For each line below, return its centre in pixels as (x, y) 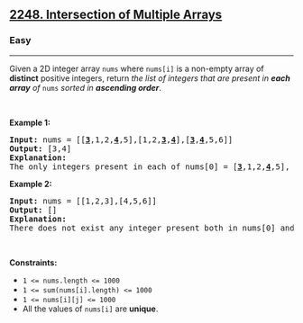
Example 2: (31, 184)
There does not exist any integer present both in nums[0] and (152, 228)
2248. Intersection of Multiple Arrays (116, 15)
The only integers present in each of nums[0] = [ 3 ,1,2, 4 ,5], (150, 166)
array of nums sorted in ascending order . (86, 87)
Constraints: (33, 262)
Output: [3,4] (41, 148)
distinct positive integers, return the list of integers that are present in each (150, 78)
